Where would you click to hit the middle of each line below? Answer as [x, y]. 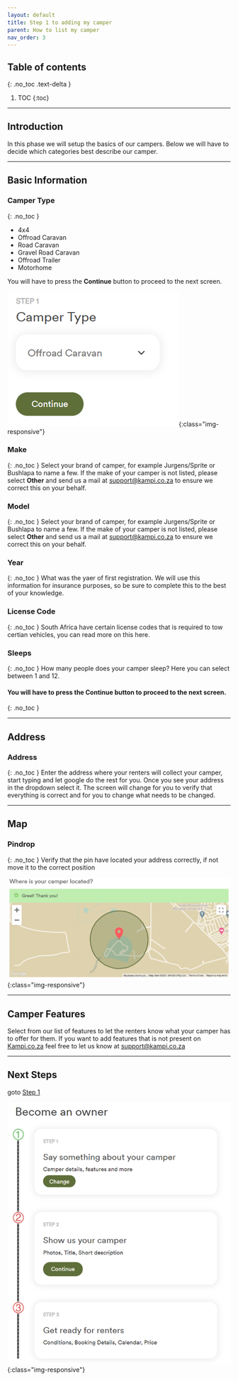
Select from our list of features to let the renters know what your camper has [119, 1031]
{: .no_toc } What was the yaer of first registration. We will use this [104, 578]
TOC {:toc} [33, 98]
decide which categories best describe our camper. [83, 151]
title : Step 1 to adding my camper [60, 22]
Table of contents [47, 67]
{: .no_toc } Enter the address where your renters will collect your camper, [115, 772]
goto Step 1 [24, 1092]
